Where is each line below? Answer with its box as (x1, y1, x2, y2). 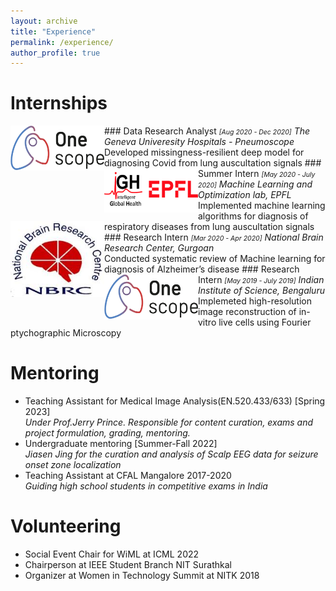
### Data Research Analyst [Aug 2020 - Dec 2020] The (104, 125, 311, 137)
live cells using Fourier (218, 316, 312, 329)
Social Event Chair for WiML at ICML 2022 (24, 548, 200, 560)
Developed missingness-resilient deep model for (104, 146, 305, 159)
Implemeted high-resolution (198, 295, 312, 307)
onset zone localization (24, 459, 122, 471)
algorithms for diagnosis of (198, 210, 309, 222)
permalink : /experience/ (10, 37, 114, 47)
